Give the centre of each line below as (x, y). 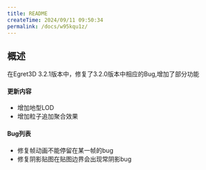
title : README (28, 13)
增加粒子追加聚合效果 (47, 116)
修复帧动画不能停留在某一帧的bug (65, 150)
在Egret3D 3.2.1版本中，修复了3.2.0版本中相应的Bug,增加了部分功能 (103, 74)
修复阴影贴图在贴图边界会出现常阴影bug (74, 159)
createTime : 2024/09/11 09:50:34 (55, 20)
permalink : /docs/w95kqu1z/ (48, 26)
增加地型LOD (36, 108)
